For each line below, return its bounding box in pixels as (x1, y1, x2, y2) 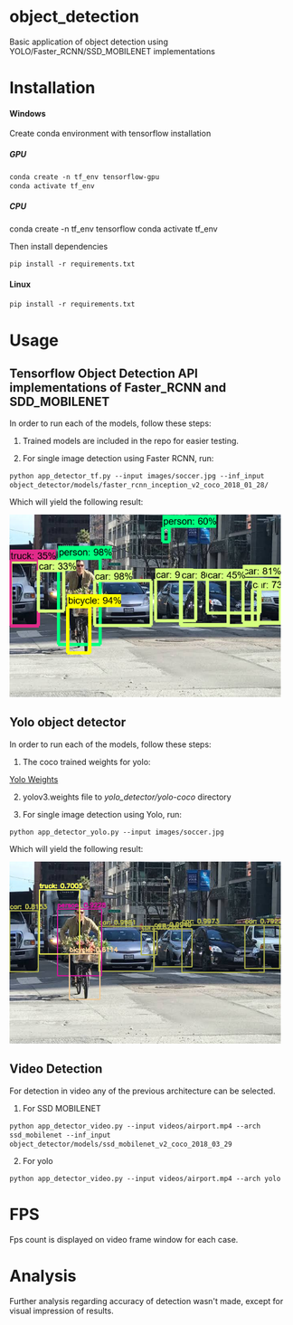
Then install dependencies (9, 241, 109, 252)
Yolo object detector (9, 715, 127, 730)
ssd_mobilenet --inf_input (9, 1131, 111, 1140)
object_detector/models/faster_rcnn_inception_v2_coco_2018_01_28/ (9, 481, 269, 490)
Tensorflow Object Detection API (9, 366, 199, 382)
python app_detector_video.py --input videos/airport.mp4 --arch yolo (9, 1174, 281, 1183)
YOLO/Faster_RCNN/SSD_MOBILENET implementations (9, 45, 215, 56)
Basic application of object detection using (9, 36, 169, 47)
